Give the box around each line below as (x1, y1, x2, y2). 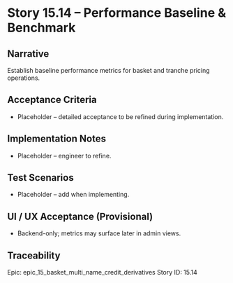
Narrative (7, 48, 50, 60)
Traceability (7, 249, 61, 261)
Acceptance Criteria (7, 94, 97, 106)
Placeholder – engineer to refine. (17, 151, 112, 160)
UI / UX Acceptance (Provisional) (7, 210, 153, 222)
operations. (7, 74, 40, 82)
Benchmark (7, 20, 76, 36)
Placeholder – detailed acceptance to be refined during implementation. (17, 112, 224, 120)
